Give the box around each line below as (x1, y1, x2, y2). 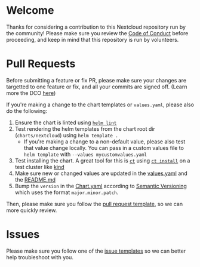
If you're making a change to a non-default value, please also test (23, 138, 186, 145)
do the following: (6, 107, 48, 114)
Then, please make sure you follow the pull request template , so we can (6, 200, 183, 207)
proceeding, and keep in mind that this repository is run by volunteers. (6, 36, 179, 43)
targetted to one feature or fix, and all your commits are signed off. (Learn (6, 83, 187, 90)
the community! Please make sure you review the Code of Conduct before (6, 29, 189, 36)
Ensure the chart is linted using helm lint (14, 119, 117, 126)
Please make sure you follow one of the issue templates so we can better (6, 247, 186, 254)
